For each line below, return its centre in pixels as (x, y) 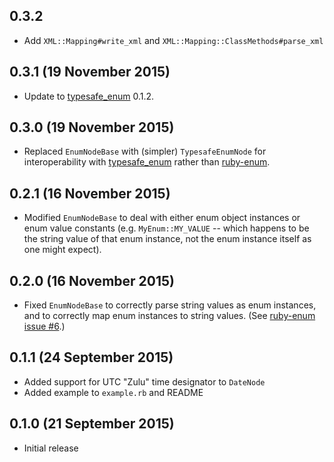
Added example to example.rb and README (113, 392)
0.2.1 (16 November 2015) (90, 193)
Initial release (51, 448)
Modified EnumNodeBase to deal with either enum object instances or (162, 218)
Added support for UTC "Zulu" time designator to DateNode (144, 381)
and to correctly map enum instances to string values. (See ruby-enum (169, 316)
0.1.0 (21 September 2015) (92, 424)
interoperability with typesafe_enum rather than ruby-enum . (147, 162)
